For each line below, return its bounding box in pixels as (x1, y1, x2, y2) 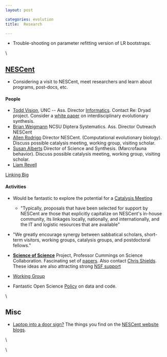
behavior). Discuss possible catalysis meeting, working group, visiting (12, 151, 160, 157)
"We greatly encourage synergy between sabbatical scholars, (12, 231, 143, 237)
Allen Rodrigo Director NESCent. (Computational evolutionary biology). (12, 135, 162, 141)
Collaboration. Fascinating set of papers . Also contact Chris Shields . (12, 257, 157, 264)
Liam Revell (12, 162, 37, 168)
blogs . (12, 327, 27, 333)
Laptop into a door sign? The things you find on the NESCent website (12, 322, 159, 328)
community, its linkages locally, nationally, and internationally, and (20, 216, 160, 222)
